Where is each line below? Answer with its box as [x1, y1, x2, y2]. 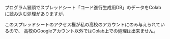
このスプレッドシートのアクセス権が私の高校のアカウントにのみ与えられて [5, 22, 161, 27]
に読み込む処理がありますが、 [5, 11, 67, 17]
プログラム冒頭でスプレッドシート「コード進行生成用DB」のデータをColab [5, 5, 161, 10]
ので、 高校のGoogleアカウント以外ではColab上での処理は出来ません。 [9, 28, 158, 34]
